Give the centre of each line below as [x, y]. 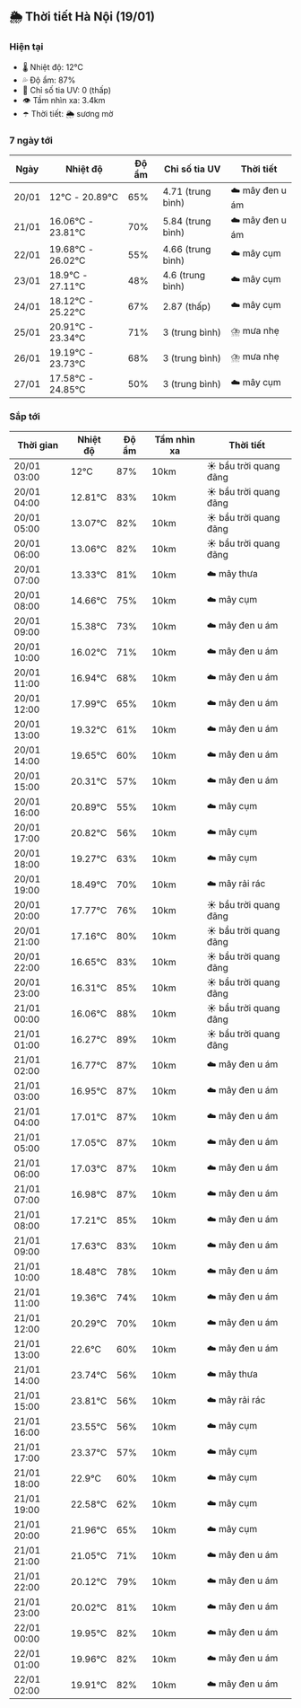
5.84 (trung [187, 222]
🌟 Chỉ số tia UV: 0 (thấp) [67, 90]
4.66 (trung [187, 249]
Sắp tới [25, 416]
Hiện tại [26, 47]
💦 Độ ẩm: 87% [49, 80]
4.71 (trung [187, 191]
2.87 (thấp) [187, 306]
